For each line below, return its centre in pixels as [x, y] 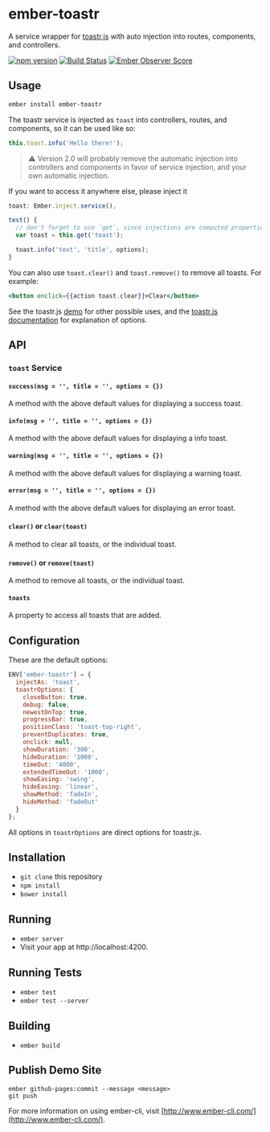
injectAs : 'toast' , [48, 682]
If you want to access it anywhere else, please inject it [98, 191]
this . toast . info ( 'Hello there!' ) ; [66, 143]
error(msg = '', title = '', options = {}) [82, 491]
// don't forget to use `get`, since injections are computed [122, 228]
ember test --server [54, 1001]
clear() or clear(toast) [48, 526]
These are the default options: [58, 660]
